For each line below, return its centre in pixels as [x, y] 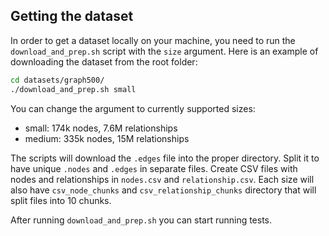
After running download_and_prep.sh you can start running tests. [141, 220]
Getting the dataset [72, 16]
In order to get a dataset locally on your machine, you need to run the [153, 40]
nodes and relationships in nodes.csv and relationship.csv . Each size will [162, 179]
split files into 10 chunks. [61, 200]
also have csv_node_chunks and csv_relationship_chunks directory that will [163, 190]
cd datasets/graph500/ [57, 80]
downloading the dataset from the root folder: [104, 61]
